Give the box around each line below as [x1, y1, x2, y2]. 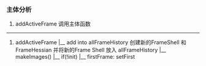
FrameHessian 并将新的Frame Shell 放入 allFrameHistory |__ [15, 47, 167, 54]
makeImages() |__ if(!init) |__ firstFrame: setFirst [15, 53, 135, 61]
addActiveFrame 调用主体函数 [15, 20, 91, 28]
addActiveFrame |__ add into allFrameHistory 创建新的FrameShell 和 [15, 39, 187, 46]
